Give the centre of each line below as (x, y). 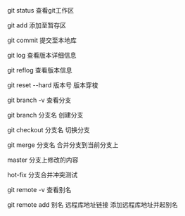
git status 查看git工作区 (41, 10)
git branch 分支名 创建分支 (45, 115)
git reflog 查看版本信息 (40, 70)
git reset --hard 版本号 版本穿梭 (53, 85)
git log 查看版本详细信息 (42, 55)
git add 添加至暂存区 (37, 25)
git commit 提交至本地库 (42, 40)
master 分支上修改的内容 (43, 160)
